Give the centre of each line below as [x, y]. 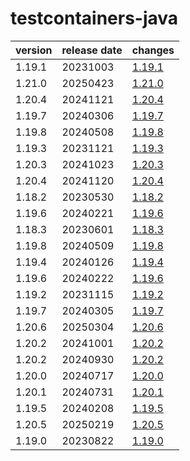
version [34, 50]
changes [153, 50]
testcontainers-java [94, 18]
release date [92, 50]
